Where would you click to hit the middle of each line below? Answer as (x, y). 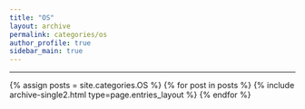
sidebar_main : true (46, 51)
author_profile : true (50, 43)
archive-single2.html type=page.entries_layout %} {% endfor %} (130, 95)
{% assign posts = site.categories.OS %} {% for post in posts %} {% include (152, 86)
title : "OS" (32, 18)
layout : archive (40, 26)
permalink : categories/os (58, 34)
